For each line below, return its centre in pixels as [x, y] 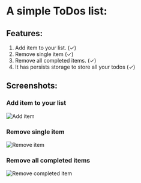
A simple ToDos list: [57, 11]
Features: [25, 33]
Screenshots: [32, 86]
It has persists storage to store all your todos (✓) [75, 67]
